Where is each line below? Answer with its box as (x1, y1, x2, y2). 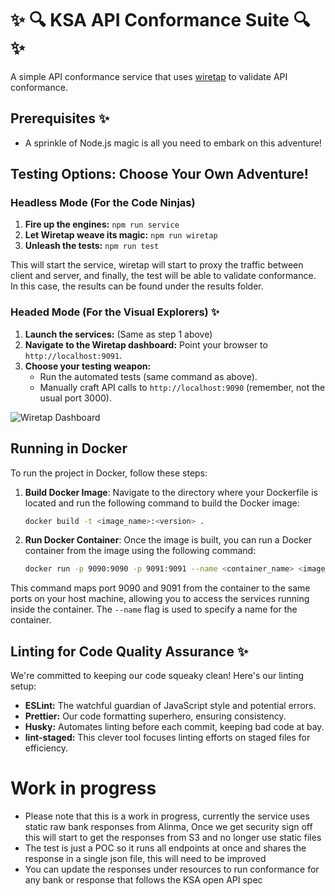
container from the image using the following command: (24, 545, 257, 557)
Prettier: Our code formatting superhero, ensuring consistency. (24, 710, 287, 722)
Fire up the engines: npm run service (24, 218, 180, 231)
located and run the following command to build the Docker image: (24, 497, 300, 509)
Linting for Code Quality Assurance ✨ (10, 643, 249, 660)
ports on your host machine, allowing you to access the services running (10, 593, 310, 605)
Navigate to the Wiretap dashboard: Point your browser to (24, 338, 268, 351)
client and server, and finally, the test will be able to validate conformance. (10, 270, 317, 282)
